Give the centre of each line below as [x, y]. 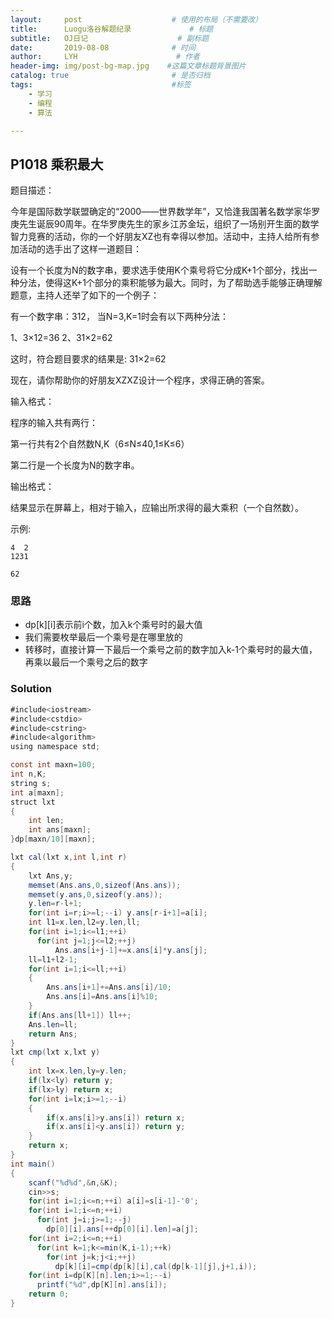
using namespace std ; [55, 747]
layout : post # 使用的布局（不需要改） [136, 19]
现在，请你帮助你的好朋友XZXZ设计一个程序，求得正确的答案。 [140, 380]
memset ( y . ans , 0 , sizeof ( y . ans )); [95, 894]
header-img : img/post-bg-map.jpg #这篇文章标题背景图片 [128, 66]
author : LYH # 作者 [105, 57]
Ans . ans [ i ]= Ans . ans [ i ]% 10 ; [102, 997]
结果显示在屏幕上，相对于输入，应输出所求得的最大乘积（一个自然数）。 [157, 508]
